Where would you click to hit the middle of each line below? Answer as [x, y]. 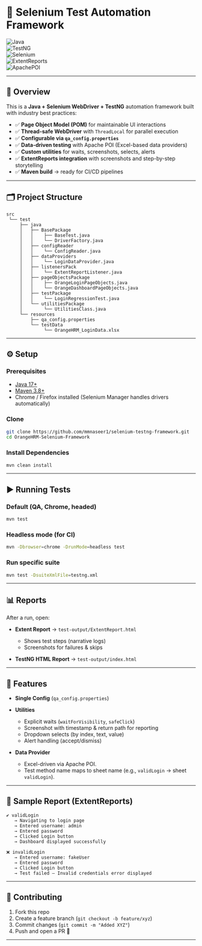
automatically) [32, 403]
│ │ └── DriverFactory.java [61, 240]
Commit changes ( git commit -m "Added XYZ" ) [72, 924]
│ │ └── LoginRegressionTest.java [69, 298]
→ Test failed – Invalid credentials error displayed [83, 873]
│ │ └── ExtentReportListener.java [71, 272]
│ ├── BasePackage [45, 230]
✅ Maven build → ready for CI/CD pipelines [69, 172]
